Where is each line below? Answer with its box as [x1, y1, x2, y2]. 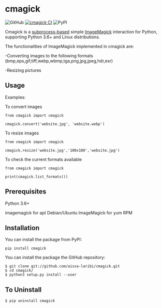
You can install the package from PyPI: [5, 237, 82, 243]
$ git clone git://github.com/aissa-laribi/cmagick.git [5, 264, 120, 269]
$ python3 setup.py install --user [5, 273, 77, 277]
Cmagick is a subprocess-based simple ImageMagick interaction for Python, [5, 29, 158, 34]
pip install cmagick [5, 246, 47, 251]
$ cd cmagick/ [5, 268, 34, 273]
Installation [5, 224, 40, 232]
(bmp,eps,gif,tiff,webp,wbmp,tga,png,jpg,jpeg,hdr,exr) [5, 58, 113, 64]
